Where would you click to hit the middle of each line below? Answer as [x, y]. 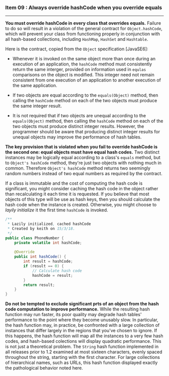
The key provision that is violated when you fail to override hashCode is [81, 147]
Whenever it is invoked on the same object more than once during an [84, 59]
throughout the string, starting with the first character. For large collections [82, 357]
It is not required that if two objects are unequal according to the [79, 116]
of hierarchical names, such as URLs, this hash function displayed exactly [81, 363]
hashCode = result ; [52, 275]
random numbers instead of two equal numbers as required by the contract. [84, 174]
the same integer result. [37, 106]
